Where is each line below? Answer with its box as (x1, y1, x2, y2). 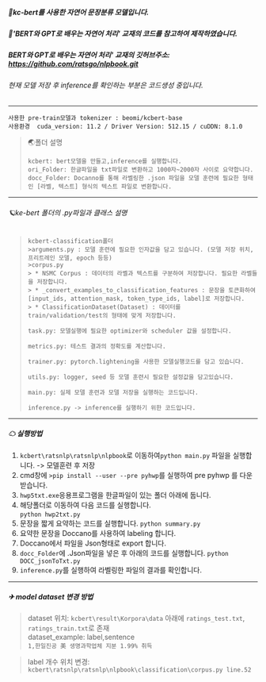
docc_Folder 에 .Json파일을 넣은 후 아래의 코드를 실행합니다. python (19, 548, 230, 557)
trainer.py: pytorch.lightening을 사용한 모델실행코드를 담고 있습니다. (27, 357, 245, 365)
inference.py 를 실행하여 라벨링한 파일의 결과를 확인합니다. (19, 564, 203, 575)
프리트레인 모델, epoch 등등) (27, 254, 112, 262)
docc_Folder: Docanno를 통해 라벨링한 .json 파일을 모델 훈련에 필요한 (27, 175, 239, 183)
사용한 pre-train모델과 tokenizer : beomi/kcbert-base (8, 114, 183, 122)
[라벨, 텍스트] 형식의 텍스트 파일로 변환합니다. (36, 183, 173, 191)
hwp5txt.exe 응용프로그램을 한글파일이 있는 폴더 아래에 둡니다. (19, 490, 211, 499)
